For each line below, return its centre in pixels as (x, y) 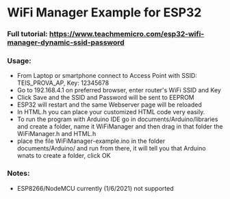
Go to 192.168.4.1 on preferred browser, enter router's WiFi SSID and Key (119, 90)
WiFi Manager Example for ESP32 (104, 13)
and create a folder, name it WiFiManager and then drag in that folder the (120, 127)
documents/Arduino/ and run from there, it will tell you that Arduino (112, 148)
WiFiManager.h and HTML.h (56, 134)
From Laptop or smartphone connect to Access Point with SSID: (107, 76)
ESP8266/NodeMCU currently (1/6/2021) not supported (95, 188)
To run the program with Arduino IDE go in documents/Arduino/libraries (117, 119)
